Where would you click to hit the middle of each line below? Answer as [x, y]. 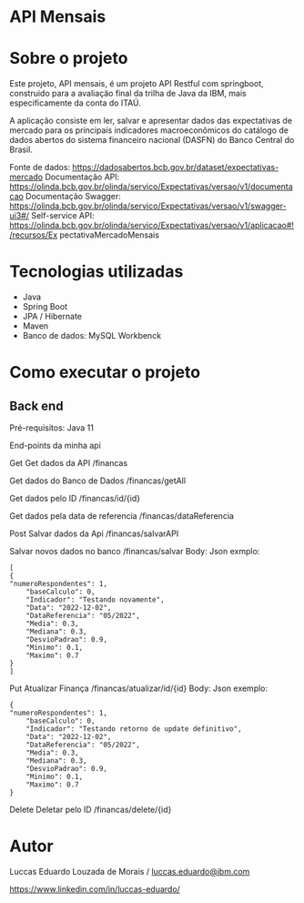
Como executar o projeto [105, 373]
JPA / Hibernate [52, 317]
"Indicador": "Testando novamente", [96, 600]
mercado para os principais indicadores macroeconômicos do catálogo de [149, 130]
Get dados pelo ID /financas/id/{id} [75, 499]
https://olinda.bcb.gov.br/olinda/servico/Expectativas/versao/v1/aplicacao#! [152, 226]
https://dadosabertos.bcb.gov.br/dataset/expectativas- [176, 167]
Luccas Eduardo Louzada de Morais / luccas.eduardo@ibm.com [130, 872]
